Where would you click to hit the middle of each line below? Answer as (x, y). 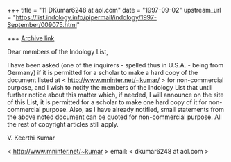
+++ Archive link (31, 38)
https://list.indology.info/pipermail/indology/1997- (86, 17)
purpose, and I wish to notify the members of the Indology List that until (110, 87)
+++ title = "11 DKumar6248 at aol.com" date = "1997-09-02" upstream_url (114, 10)
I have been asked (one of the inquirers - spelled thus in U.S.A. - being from (115, 65)
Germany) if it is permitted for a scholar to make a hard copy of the (103, 73)
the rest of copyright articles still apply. (63, 124)
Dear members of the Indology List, (58, 52)
